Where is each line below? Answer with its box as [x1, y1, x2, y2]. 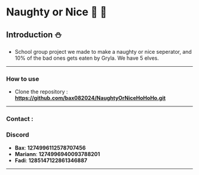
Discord [6, 131, 30, 139]
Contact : [6, 115, 34, 123]
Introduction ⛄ [6, 30, 62, 40]
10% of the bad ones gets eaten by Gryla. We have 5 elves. [14, 54, 159, 61]
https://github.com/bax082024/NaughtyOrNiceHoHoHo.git [14, 95, 166, 102]
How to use [6, 74, 40, 83]
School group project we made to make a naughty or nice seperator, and [14, 48, 192, 55]
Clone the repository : [14, 88, 68, 95]
